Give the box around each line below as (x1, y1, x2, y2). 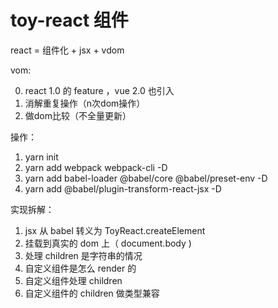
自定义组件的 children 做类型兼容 (24, 287, 160, 299)
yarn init (24, 151, 59, 163)
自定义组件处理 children (24, 274, 123, 286)
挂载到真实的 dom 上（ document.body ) (24, 237, 192, 249)
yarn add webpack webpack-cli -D (24, 161, 168, 173)
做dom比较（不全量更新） (24, 109, 132, 121)
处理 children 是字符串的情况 (24, 249, 143, 261)
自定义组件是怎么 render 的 (24, 262, 137, 274)
